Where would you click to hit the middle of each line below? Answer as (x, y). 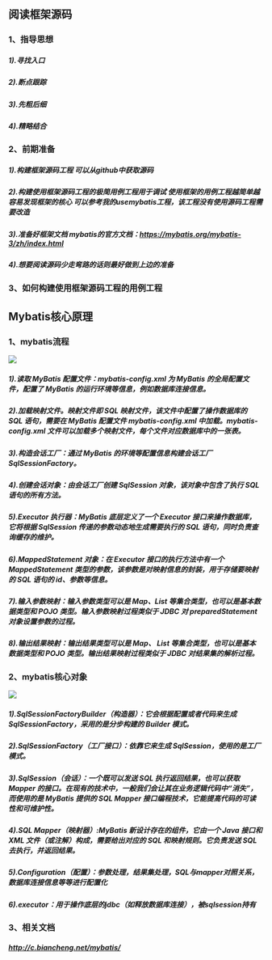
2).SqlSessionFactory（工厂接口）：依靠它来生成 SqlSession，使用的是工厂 (134, 746)
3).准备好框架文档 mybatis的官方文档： (74, 234)
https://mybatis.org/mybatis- (190, 234)
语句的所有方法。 (37, 495)
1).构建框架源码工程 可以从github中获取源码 (81, 170)
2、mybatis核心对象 (48, 676)
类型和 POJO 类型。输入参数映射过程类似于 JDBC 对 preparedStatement (136, 611)
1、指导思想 (31, 40)
